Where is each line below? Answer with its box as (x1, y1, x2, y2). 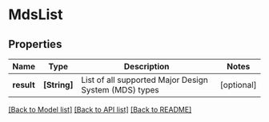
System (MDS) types (81, 85, 160, 95)
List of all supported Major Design (81, 74, 208, 85)
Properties (8, 37, 62, 51)
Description (123, 61, 170, 72)
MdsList (8, 6, 63, 24)
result (12, 80, 36, 90)
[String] (42, 80, 74, 90)
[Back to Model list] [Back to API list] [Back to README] (8, 105, 192, 114)
